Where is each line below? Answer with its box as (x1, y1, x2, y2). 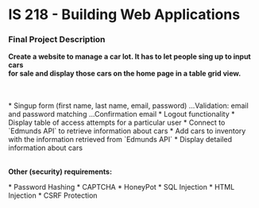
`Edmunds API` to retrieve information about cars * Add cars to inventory (8, 126, 246, 136)
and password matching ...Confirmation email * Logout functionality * (8, 110, 236, 119)
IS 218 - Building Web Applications (8, 6, 241, 24)
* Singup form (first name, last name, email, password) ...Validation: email (8, 101, 249, 110)
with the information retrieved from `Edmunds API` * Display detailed (8, 135, 233, 144)
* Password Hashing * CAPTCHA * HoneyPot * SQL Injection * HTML (8, 183, 235, 192)
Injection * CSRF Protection (8, 191, 98, 200)
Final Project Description (8, 34, 106, 45)
